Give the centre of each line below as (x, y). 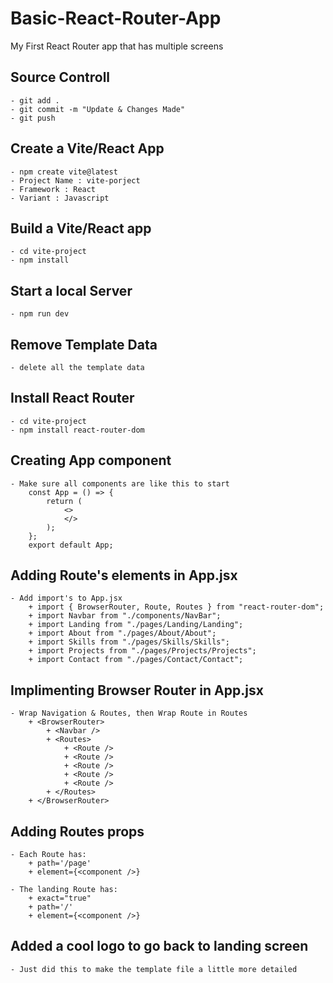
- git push (33, 118)
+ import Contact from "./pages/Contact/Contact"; (136, 660)
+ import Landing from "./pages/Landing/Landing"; (136, 625)
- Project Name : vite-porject (75, 180)
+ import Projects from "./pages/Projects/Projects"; (142, 651)
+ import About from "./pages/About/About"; (122, 633)
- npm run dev (40, 314)
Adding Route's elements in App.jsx (124, 575)
